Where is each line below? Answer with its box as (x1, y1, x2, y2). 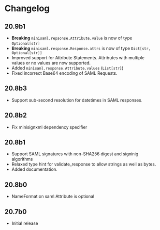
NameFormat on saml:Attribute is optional (11, 194, 95, 199)
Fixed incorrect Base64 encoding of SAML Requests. (11, 70, 117, 76)
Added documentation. (11, 166, 58, 172)
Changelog (4, 3, 50, 14)
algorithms (11, 156, 33, 162)
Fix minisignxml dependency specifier (11, 124, 87, 130)
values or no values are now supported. (11, 60, 91, 66)
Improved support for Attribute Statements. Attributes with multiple (11, 55, 145, 61)
